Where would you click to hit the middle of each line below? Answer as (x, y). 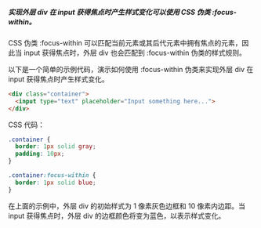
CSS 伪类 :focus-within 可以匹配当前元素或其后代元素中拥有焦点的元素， (125, 42)
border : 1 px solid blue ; (56, 183)
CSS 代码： (27, 125)
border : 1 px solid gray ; (56, 147)
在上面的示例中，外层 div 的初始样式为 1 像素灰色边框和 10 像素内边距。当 (127, 206)
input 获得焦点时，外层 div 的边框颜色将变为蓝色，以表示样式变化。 (117, 215)
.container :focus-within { (52, 176)
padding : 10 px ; (40, 154)
